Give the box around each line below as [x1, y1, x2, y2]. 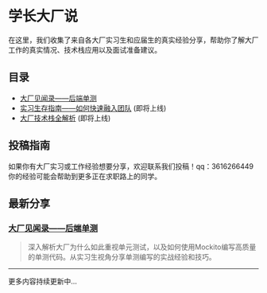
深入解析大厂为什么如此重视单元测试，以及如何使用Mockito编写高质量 [27, 242, 257, 252]
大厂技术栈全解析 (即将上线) [19, 113, 111, 123]
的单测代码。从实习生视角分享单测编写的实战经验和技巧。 [27, 252, 216, 262]
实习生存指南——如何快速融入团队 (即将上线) [19, 103, 167, 112]
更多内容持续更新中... [8, 276, 78, 287]
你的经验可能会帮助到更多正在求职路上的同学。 [8, 171, 161, 181]
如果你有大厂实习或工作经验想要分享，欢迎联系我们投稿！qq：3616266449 [8, 161, 254, 171]
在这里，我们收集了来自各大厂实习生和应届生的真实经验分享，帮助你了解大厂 [8, 35, 259, 45]
